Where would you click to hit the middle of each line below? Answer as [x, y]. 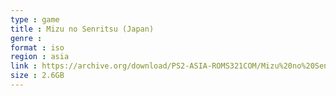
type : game [35, 19]
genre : [26, 38]
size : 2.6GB [37, 76]
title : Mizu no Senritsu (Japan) [82, 29]
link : [24, 66]
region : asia [40, 57]
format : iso [37, 47]
